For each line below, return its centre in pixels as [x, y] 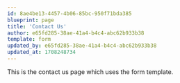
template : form [29, 39]
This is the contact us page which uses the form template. [90, 72]
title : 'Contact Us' [37, 26]
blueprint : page [31, 20]
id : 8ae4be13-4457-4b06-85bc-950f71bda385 [69, 13]
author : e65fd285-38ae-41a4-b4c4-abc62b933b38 [76, 33]
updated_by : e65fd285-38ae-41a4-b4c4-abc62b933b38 [82, 46]
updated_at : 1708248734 [42, 53]
